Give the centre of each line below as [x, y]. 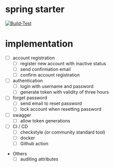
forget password [30, 98]
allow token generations [45, 120]
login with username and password [57, 87]
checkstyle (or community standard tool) [63, 132]
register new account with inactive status [63, 63]
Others [20, 153]
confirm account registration [50, 75]
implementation [39, 44]
